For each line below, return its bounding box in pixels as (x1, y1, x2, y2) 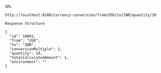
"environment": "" (9, 59, 47, 64)
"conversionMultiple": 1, (9, 47, 63, 52)
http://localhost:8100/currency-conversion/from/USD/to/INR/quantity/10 (5, 13, 157, 18)
